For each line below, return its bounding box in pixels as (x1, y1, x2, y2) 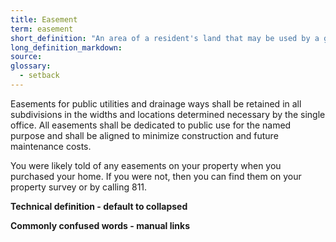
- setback (19, 71, 60, 81)
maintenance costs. (10, 140, 92, 152)
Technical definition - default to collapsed (10, 200, 188, 212)
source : (10, 52, 43, 62)
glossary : (10, 61, 52, 71)
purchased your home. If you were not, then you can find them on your (10, 170, 302, 182)
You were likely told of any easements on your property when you (10, 159, 282, 171)
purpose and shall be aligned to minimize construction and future (10, 129, 279, 141)
